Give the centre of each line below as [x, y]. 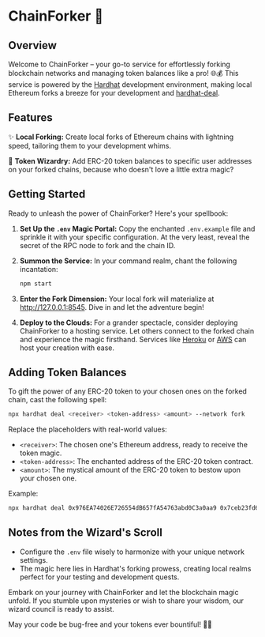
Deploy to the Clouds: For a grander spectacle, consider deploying [129, 322]
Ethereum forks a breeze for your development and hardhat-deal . [114, 93]
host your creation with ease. [67, 348]
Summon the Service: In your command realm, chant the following [128, 261]
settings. [34, 560]
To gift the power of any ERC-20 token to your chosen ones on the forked [127, 391]
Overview [33, 45]
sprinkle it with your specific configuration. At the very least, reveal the [134, 237]
